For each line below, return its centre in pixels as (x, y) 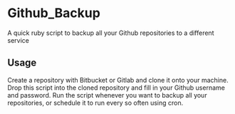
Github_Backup (54, 13)
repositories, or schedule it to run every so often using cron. (95, 103)
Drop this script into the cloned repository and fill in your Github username (116, 88)
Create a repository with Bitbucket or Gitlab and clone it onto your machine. (118, 80)
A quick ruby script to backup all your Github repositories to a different (111, 33)
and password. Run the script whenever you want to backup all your (108, 95)
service (19, 40)
